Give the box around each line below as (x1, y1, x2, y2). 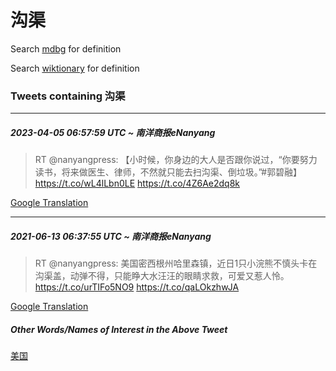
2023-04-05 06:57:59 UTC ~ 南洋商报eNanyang (10, 126, 216, 138)
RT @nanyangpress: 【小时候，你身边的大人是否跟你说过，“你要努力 (34, 154, 318, 166)
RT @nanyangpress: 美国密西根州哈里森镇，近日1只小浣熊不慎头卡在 (34, 257, 318, 270)
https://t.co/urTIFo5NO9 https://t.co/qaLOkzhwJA (34, 281, 240, 293)
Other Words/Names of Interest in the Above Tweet (10, 323, 228, 335)
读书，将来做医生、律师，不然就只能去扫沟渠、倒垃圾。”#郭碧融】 (34, 166, 303, 178)
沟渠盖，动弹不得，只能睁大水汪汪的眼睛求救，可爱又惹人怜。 (34, 270, 290, 282)
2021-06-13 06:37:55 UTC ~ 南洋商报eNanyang (10, 230, 212, 242)
